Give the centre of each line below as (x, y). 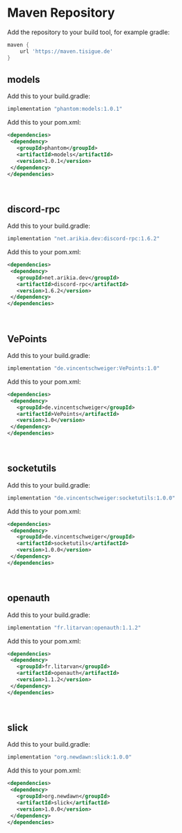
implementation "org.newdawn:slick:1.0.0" (69, 757)
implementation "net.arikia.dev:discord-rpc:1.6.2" (83, 239)
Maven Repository (61, 13)
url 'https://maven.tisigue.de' (66, 51)
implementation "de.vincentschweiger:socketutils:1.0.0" (91, 498)
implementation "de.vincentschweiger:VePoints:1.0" (83, 368)
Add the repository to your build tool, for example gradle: (89, 32)
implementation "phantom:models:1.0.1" (65, 109)
